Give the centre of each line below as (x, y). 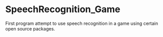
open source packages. (30, 28)
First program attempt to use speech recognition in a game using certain (82, 23)
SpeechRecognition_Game (63, 9)
